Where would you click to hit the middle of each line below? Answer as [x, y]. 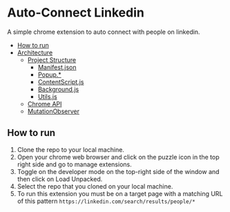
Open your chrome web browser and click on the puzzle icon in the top [118, 157]
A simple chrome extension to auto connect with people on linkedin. [104, 32]
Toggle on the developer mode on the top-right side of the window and [118, 171]
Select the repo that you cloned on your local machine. [95, 186]
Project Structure [52, 59]
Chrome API [45, 104]
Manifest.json [57, 67]
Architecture [35, 52]
